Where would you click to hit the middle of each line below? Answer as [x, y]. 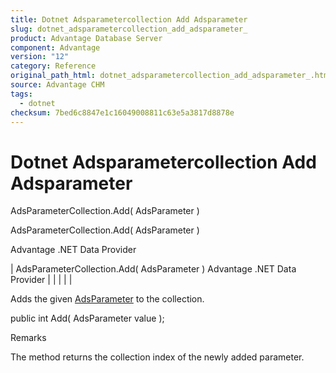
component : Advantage [55, 47]
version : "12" [40, 57]
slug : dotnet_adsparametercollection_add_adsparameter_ [129, 29]
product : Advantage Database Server [86, 38]
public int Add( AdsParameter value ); [87, 318]
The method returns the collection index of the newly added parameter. [157, 357]
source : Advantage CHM [57, 85]
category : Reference [53, 66]
